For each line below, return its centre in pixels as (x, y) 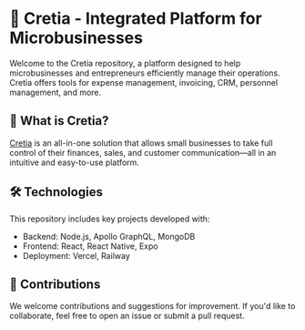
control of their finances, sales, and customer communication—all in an (143, 152)
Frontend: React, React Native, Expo (90, 246)
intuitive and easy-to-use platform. (74, 162)
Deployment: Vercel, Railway (76, 255)
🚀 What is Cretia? (59, 121)
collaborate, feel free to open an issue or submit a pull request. (127, 316)
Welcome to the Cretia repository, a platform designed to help (125, 63)
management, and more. (56, 92)
